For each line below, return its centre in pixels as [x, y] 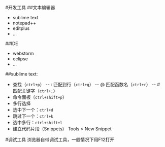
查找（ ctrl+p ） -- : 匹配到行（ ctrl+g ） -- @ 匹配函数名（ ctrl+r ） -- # [86, 84]
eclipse [20, 59]
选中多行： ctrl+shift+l [37, 122]
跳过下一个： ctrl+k [33, 116]
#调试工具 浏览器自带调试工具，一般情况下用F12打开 [60, 139]
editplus [21, 28]
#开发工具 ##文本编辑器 [30, 7]
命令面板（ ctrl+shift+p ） [40, 97]
